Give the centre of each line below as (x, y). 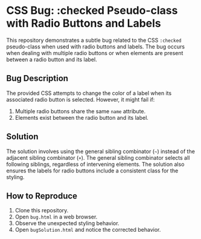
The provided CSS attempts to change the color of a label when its (89, 93)
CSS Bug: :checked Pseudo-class (92, 11)
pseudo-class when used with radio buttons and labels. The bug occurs (96, 47)
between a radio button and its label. (52, 59)
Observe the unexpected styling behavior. (67, 223)
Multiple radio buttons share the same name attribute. (80, 111)
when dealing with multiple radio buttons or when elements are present (95, 53)
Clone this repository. (42, 211)
